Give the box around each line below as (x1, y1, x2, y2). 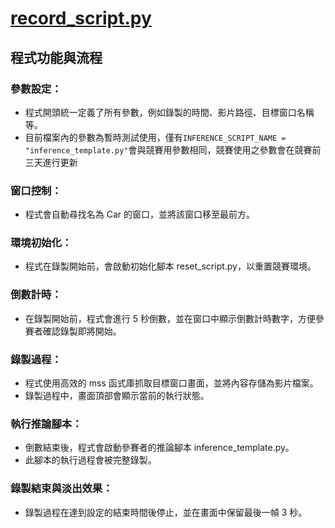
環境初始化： (10, 236, 73, 250)
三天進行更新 (24, 156, 78, 168)
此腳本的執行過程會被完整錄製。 (24, 454, 157, 466)
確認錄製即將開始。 (42, 325, 122, 337)
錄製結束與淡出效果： (10, 482, 113, 496)
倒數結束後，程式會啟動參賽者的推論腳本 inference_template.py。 (24, 442, 295, 454)
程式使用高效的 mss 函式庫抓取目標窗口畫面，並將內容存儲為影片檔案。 (24, 377, 319, 389)
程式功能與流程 (10, 49, 103, 66)
